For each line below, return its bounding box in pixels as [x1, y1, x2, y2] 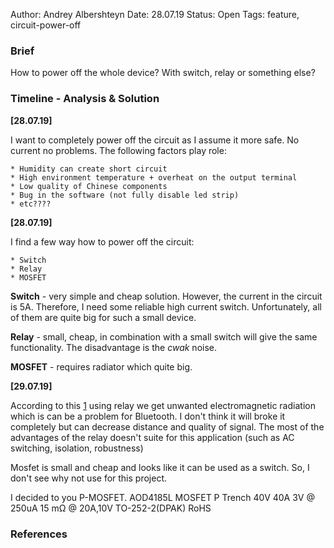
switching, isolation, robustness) [10, 442, 144, 454]
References [10, 527, 68, 541]
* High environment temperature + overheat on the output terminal [10, 172, 298, 183]
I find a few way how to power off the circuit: [10, 235, 195, 248]
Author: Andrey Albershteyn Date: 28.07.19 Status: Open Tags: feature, [10, 9, 300, 20]
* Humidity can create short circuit [10, 164, 168, 174]
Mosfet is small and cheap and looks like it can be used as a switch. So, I [10, 461, 310, 473]
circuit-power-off [10, 19, 82, 31]
